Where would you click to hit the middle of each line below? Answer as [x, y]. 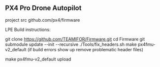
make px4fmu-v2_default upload [38, 59]
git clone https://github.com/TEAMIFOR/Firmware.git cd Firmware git [75, 39]
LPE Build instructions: [28, 30]
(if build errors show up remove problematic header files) [85, 49]
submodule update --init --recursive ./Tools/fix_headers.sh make [71, 44]
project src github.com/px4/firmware [43, 20]
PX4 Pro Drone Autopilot [43, 8]
